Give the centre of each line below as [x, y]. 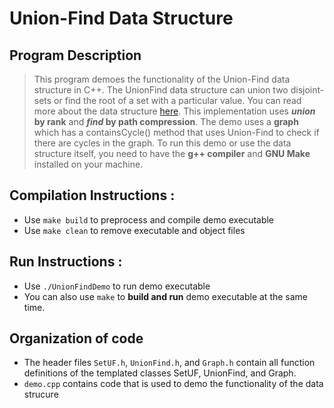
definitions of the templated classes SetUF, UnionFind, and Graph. [160, 373]
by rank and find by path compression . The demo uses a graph [166, 121]
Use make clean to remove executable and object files [134, 230]
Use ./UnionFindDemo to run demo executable [117, 286]
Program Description [75, 55]
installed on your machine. [88, 164]
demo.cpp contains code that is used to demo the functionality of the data [173, 384]
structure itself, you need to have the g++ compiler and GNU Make [172, 153]
